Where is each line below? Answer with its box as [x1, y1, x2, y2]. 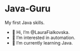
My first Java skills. [5, 19, 45, 25]
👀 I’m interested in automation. [12, 34, 75, 40]
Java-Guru [5, 3, 51, 14]
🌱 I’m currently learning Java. [12, 39, 73, 45]
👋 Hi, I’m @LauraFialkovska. [12, 29, 70, 35]
